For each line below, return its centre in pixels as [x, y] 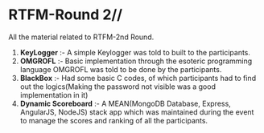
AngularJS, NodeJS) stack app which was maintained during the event [137, 112]
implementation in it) [54, 95]
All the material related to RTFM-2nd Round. [81, 37]
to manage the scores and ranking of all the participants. [113, 120]
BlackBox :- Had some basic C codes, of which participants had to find [138, 78]
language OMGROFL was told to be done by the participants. [121, 69]
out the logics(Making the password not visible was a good [118, 87]
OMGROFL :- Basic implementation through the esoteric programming [136, 61]
